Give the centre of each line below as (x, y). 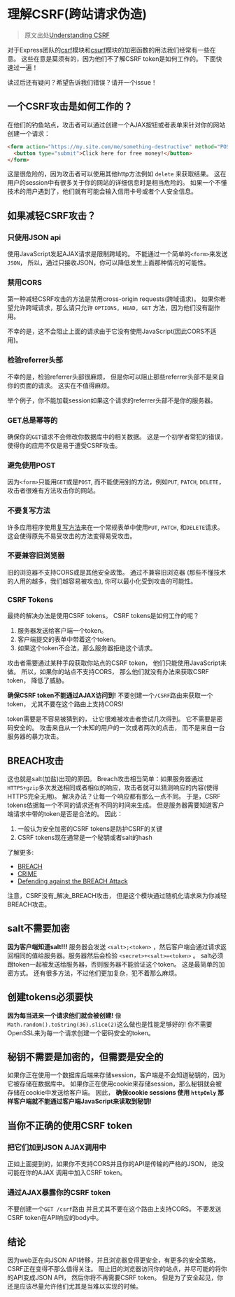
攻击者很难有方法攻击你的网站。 (53, 491)
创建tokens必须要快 (50, 997)
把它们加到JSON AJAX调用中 (57, 1147)
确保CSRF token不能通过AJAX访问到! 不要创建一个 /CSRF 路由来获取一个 (110, 695)
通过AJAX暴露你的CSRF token (59, 1192)
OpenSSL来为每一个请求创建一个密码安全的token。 (81, 1032)
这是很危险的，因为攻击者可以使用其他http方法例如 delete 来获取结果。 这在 (117, 174)
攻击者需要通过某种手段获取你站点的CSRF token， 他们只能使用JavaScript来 (117, 663)
